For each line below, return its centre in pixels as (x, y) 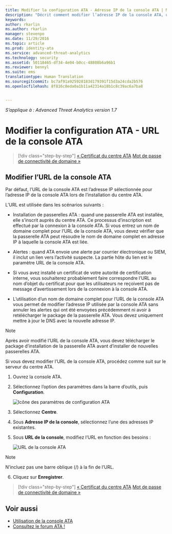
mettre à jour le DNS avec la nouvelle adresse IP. (64, 321)
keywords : (16, 19)
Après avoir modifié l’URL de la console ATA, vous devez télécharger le (80, 341)
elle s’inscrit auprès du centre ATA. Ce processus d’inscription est (82, 220)
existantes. (24, 427)
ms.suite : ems (20, 72)
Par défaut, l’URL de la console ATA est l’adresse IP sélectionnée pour (79, 190)
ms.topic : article (25, 44)
